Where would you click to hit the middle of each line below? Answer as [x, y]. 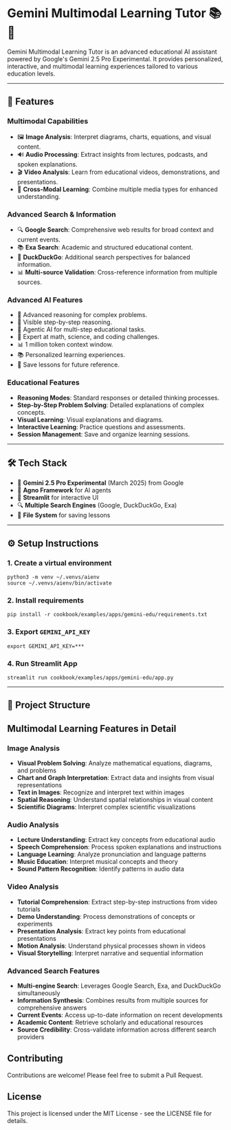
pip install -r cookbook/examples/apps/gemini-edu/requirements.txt [107, 615]
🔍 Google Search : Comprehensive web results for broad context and [115, 229]
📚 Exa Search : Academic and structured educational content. [105, 247]
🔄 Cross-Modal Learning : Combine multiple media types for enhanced [117, 189]
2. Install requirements [46, 600]
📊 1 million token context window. [65, 345]
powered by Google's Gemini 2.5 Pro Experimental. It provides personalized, [115, 58]
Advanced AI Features [45, 300]
